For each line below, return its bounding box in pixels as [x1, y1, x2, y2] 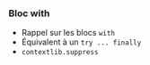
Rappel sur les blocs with [21, 28, 116, 38]
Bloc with [8, 7, 50, 20]
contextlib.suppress [21, 48, 99, 57]
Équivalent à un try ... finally [21, 37, 142, 47]
